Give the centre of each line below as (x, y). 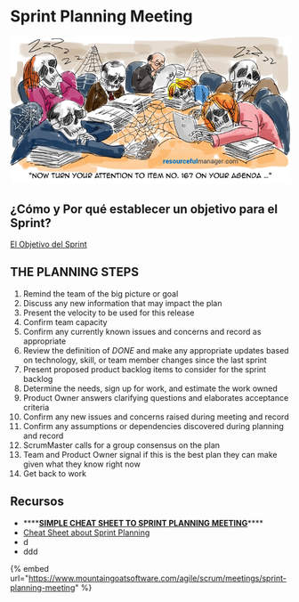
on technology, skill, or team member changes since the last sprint (145, 360)
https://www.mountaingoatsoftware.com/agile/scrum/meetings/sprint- (158, 578)
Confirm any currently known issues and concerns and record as (142, 331)
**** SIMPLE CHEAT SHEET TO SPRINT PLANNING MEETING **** (143, 523)
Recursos (37, 502)
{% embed (30, 568)
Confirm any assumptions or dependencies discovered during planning (153, 426)
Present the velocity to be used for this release (109, 313)
